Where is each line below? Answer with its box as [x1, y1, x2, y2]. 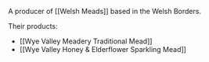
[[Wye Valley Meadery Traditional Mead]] [19, 36, 153, 46]
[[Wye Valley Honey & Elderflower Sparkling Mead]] [19, 45, 186, 53]
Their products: [8, 22, 58, 30]
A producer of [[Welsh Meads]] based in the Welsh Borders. [8, 7, 202, 15]
